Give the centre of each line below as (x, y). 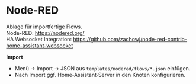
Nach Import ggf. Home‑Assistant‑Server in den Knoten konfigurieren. (100, 75)
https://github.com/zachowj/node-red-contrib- (130, 39)
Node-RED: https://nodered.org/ (45, 33)
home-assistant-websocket (40, 46)
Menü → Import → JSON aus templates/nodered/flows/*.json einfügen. (102, 68)
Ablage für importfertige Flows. (44, 27)
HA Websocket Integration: (39, 39)
